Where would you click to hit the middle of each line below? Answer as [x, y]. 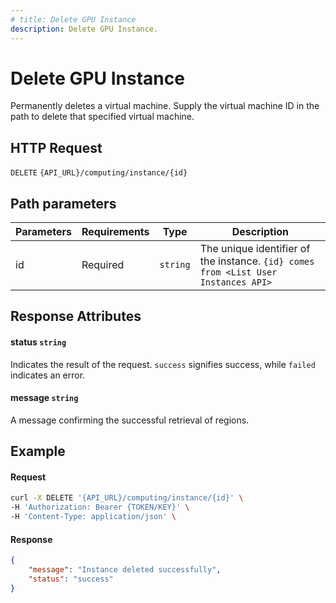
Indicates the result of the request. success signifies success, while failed [163, 364]
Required [103, 265]
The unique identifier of [255, 249]
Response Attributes [76, 316]
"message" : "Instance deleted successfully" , [125, 570]
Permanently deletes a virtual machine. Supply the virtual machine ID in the [165, 106]
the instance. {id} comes [257, 261]
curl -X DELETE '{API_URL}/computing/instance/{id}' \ [127, 498]
